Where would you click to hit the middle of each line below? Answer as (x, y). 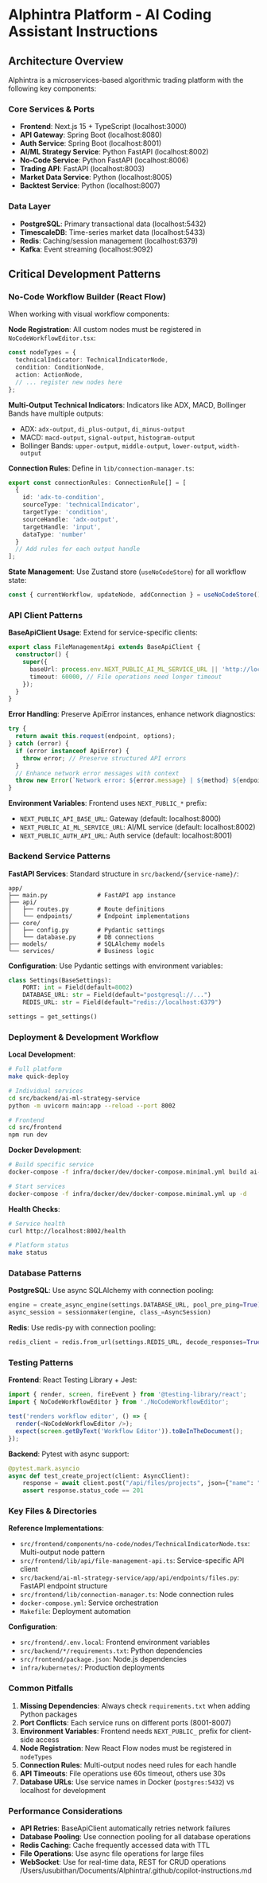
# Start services (37, 1186)
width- (229, 446)
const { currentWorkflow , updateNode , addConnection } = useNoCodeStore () (135, 595)
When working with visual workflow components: (89, 314)
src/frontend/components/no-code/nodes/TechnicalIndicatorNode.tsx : (135, 1544)
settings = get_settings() (53, 1017)
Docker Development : (45, 1150)
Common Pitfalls (41, 1688)
